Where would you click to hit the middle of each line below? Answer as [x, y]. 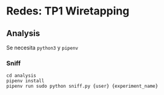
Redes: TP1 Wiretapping [68, 11]
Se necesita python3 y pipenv [42, 47]
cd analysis [21, 76]
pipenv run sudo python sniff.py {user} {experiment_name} [82, 86]
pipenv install [25, 81]
